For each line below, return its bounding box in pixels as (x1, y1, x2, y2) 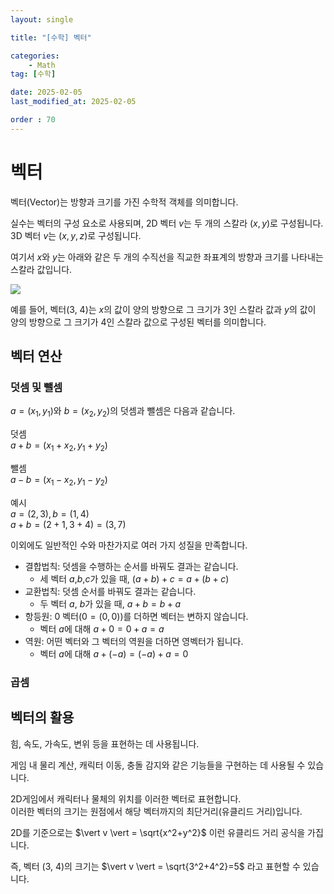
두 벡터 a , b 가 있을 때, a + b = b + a (39, 597, 182, 610)
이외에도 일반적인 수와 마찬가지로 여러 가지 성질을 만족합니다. (10, 539, 248, 551)
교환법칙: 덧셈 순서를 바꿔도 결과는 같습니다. (24, 585, 197, 597)
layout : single (10, 14, 74, 25)
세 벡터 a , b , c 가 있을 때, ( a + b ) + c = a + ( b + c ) (39, 572, 230, 585)
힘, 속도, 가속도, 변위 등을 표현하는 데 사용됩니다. (10, 737, 200, 750)
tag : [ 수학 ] (10, 69, 57, 80)
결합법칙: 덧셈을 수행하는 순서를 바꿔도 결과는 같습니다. (24, 560, 239, 572)
